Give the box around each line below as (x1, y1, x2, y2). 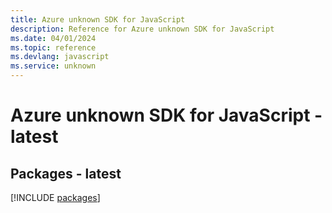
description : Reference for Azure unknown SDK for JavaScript (10, 24, 275, 34)
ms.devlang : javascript (10, 52, 110, 62)
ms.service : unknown (10, 61, 97, 71)
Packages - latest (10, 165, 122, 182)
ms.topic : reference (10, 42, 97, 53)
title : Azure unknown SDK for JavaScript (10, 14, 186, 25)
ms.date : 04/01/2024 (10, 33, 97, 43)
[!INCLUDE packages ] (10, 192, 101, 203)
